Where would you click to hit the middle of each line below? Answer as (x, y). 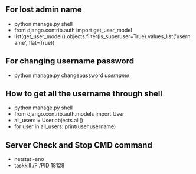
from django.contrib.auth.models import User (69, 114)
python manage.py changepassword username (71, 75)
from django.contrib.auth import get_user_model (73, 30)
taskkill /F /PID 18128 (39, 165)
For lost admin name (44, 10)
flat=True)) (42, 42)
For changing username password (70, 61)
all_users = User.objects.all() (49, 121)
